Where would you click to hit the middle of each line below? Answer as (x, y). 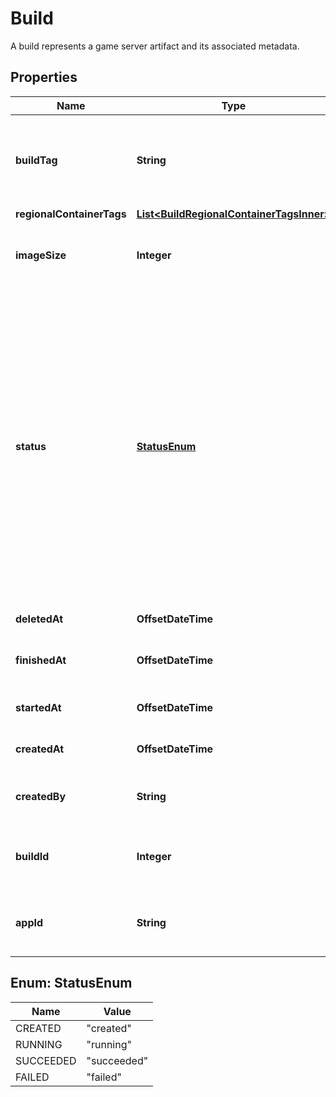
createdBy (41, 796)
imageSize (41, 255)
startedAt (38, 707)
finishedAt (41, 660)
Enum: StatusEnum (71, 983)
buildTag (36, 160)
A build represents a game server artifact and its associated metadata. (155, 46)
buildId (32, 856)
